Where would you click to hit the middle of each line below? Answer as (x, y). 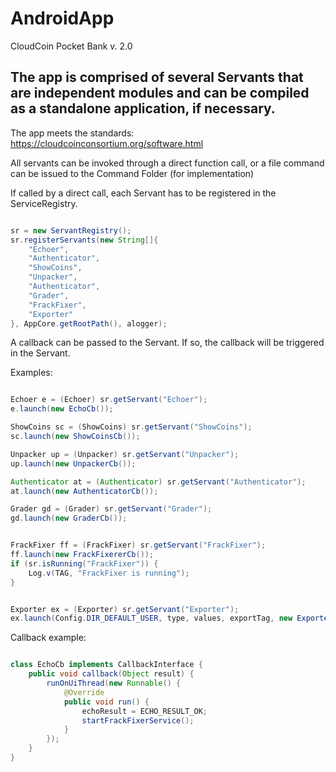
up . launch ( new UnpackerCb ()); (73, 463)
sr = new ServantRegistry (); (71, 230)
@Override (84, 692)
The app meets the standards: (72, 133)
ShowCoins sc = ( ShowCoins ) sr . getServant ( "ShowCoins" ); (131, 427)
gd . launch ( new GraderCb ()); (69, 518)
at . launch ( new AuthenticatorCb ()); (84, 491)
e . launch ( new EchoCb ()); (62, 409)
